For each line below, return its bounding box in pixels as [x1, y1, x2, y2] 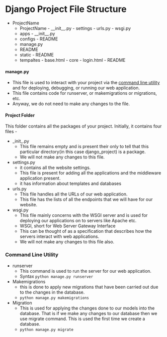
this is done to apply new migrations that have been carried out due [19, 284, 159, 290]
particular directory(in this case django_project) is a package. [19, 149, 146, 155]
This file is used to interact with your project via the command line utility [12, 80, 160, 86]
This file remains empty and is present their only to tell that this [19, 144, 149, 150]
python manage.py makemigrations [19, 295, 89, 300]
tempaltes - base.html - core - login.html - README [19, 57, 126, 63]
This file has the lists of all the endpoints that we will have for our [19, 196, 153, 202]
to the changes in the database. [19, 289, 85, 295]
